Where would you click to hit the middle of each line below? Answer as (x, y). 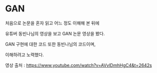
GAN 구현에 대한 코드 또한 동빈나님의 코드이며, (50, 44)
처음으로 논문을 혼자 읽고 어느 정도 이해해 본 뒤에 (52, 23)
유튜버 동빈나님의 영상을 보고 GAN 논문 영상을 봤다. (55, 33)
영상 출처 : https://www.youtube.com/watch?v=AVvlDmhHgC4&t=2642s (78, 65)
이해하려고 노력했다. (24, 55)
